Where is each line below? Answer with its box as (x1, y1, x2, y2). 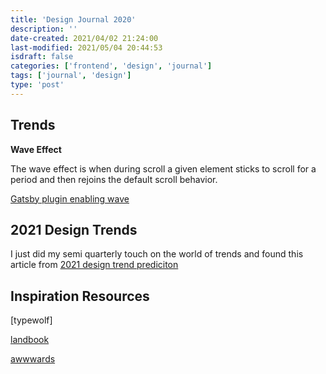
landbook (10, 334, 50, 346)
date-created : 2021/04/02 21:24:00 (10, 33, 159, 43)
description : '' (10, 24, 78, 34)
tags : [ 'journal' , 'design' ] (10, 71, 132, 81)
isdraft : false (10, 52, 74, 62)
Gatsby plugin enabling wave (10, 192, 130, 205)
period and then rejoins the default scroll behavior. (10, 173, 218, 185)
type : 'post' (10, 80, 65, 90)
